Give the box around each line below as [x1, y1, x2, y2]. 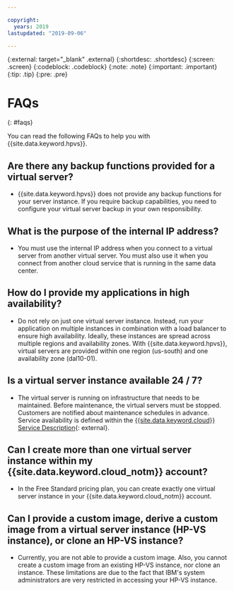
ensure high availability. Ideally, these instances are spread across [17, 331, 211, 340]
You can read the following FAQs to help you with [7, 132, 151, 141]
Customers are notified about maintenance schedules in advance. [17, 408, 210, 417]
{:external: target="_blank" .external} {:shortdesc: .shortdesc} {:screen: [7, 55, 216, 64]
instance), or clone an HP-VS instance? [7, 535, 184, 547]
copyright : [7, 16, 40, 23]
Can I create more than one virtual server [7, 443, 192, 455]
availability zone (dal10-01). [17, 354, 98, 362]
